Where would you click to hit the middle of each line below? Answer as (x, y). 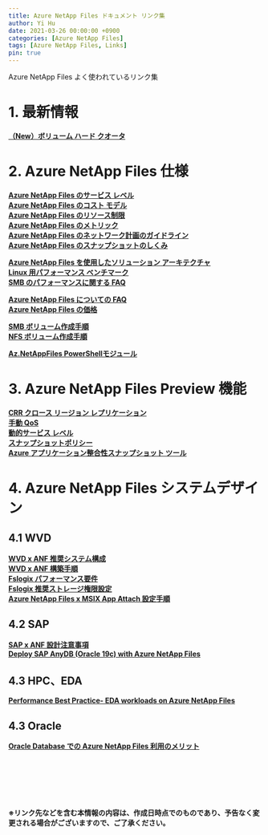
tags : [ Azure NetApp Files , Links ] (68, 46)
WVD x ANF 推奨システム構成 (57, 558)
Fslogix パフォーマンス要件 (53, 578)
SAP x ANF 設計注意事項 (49, 644)
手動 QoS (23, 423)
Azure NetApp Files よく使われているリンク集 (83, 77)
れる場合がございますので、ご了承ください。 (96, 823)
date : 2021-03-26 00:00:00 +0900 (64, 30)
